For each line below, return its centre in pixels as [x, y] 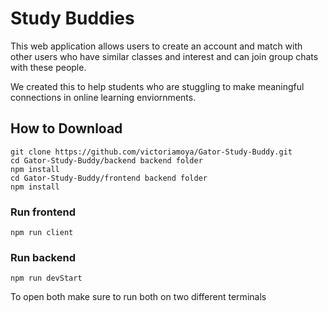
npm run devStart [46, 278]
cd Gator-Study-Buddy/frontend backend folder [109, 178]
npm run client [42, 233]
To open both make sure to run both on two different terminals [138, 297]
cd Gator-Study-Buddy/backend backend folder [106, 160]
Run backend [43, 257]
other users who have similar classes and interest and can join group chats [164, 56]
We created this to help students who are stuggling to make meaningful [157, 86]
